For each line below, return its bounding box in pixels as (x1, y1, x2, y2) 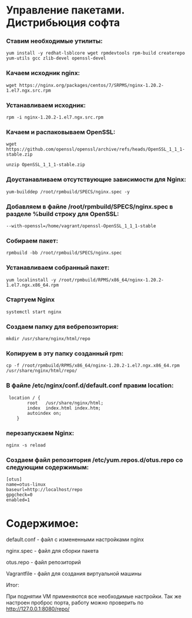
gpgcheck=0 (6, 492, 33, 498)
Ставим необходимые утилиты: (6, 37, 103, 45)
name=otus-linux (6, 482, 46, 488)
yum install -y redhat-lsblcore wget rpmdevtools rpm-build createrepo (6, 51, 185, 56)
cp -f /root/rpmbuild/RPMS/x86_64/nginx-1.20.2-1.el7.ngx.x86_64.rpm (6, 362, 180, 369)
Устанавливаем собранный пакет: (6, 264, 110, 272)
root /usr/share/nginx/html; (27, 400, 104, 406)
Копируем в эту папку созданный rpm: (6, 350, 124, 358)
